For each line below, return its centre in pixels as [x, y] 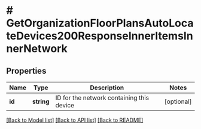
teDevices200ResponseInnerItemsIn [100, 36]
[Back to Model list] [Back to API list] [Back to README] [75, 120]
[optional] [178, 101]
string [41, 101]
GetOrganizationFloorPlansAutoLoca [100, 23]
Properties [26, 70]
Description [107, 88]
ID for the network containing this [102, 98]
